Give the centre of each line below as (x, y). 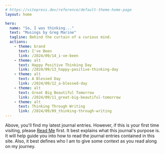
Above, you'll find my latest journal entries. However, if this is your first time (82, 125)
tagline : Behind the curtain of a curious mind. (61, 37)
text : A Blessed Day (39, 79)
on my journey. (20, 146)
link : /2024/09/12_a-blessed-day (53, 83)
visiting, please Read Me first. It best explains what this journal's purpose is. (82, 130)
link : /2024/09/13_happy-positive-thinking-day (68, 70)
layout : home (19, 14)
